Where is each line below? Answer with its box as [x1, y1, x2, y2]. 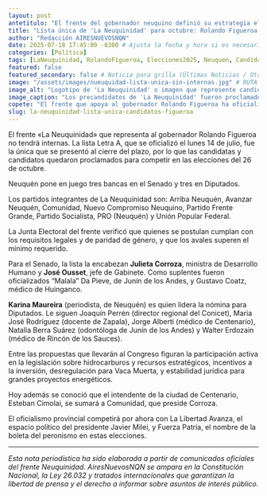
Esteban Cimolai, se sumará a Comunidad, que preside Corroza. [8, 399, 219, 408]
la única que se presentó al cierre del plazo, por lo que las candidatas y [8, 146, 242, 156]
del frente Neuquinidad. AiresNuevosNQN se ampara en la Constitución [8, 463, 244, 471]
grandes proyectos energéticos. [8, 375, 113, 384]
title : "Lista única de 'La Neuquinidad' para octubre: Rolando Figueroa [8, 26, 258, 34]
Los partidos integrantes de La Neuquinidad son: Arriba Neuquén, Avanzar [8, 194, 253, 204]
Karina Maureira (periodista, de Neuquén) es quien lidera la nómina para [8, 300, 247, 309]
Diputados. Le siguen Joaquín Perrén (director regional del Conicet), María [8, 308, 253, 318]
